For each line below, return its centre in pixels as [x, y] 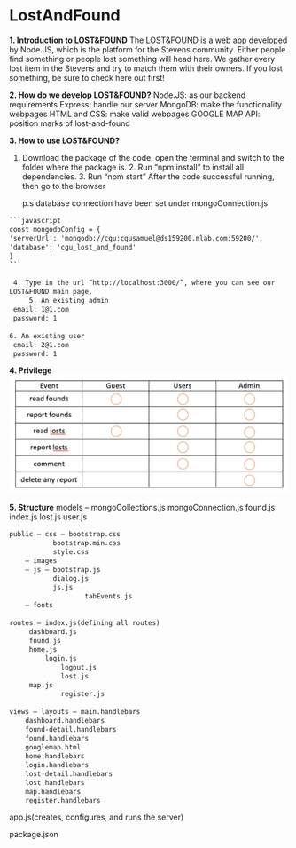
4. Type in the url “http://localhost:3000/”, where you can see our [144, 282]
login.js [61, 658]
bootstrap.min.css [87, 543]
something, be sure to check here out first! [87, 77]
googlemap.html [53, 747]
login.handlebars [57, 765]
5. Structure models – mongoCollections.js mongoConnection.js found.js [142, 507]
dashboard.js [53, 631]
